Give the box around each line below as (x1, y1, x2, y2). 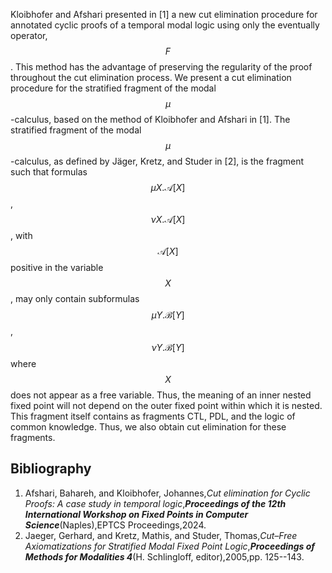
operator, (10, 30, 48, 41)
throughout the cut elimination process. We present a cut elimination (10, 72, 292, 83)
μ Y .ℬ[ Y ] (151, 309, 185, 321)
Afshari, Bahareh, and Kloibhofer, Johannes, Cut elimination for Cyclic (24, 487, 311, 499)
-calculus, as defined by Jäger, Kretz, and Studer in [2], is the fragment (10, 155, 305, 167)
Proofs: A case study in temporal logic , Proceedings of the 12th (24, 497, 287, 509)
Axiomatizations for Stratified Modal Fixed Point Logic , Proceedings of (24, 540, 316, 552)
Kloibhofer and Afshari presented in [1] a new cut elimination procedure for (10, 9, 318, 20)
